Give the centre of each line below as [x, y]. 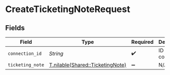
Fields [15, 28]
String [56, 54]
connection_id [25, 54]
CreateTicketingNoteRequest [68, 9]
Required [142, 42]
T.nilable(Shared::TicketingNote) [88, 65]
